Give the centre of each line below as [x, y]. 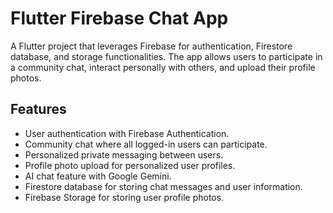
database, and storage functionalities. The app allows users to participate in [166, 56]
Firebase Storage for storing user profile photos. [124, 197]
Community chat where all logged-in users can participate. [146, 144]
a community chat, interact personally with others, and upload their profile [163, 67]
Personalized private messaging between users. [124, 154]
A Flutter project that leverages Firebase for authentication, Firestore [151, 46]
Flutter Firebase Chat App [119, 18]
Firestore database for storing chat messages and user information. [163, 186]
